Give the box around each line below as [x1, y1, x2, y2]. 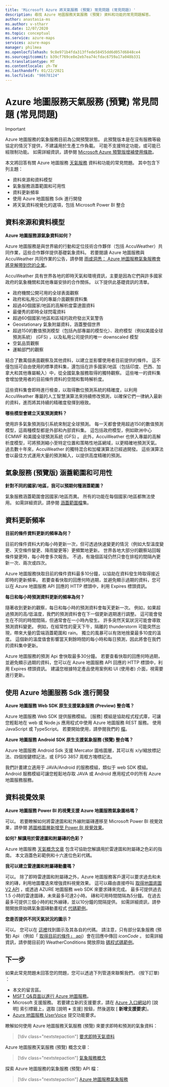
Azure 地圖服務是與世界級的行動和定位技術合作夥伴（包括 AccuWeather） [5, 243, 158, 249]
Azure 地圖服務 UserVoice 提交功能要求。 [12, 1012, 99, 1018]
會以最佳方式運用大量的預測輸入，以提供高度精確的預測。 [5, 452, 124, 458]
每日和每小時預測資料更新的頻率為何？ [5, 594, 84, 600]
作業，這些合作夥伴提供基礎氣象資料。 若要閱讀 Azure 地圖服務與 [9, 249, 145, 255]
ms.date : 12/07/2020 [5, 26, 49, 31]
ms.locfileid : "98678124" [5, 73, 59, 78]
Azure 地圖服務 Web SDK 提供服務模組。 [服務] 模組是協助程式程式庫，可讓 [5, 713, 161, 719]
